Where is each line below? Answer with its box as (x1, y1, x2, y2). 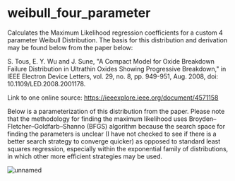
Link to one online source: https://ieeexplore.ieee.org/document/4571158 (7, 93, 219, 102)
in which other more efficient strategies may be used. (7, 152, 163, 160)
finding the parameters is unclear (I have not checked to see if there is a (7, 129, 217, 138)
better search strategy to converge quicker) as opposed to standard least (7, 136, 221, 146)
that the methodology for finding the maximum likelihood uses (7, 115, 188, 123)
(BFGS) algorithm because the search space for (86, 122, 226, 130)
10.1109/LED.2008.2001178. (7, 79, 86, 88)
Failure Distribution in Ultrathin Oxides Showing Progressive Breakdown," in (7, 64, 227, 73)
